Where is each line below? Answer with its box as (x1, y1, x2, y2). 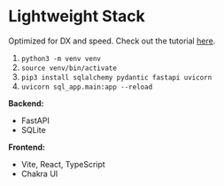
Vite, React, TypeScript (20, 159, 105, 169)
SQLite (20, 124, 46, 135)
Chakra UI (20, 168, 58, 179)
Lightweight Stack (8, 6, 145, 27)
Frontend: (8, 142, 46, 152)
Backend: (8, 97, 44, 108)
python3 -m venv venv (20, 54, 101, 63)
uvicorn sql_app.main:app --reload (20, 82, 153, 91)
